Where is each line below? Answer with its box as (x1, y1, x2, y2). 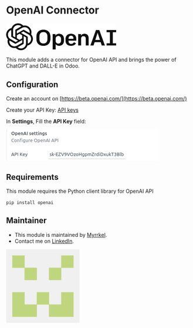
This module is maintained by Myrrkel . (14, 231, 107, 238)
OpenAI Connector (6, 4, 100, 17)
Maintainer (6, 216, 47, 226)
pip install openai (6, 200, 54, 206)
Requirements (6, 172, 59, 182)
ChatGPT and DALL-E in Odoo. (6, 62, 80, 69)
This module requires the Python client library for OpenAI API (6, 188, 154, 195)
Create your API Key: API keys (6, 106, 79, 113)
